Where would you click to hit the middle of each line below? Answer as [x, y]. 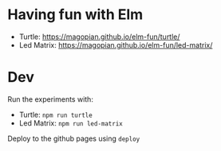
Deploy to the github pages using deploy [74, 138]
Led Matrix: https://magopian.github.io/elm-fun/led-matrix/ [116, 45]
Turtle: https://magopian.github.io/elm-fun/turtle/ [99, 37]
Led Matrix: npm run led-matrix [71, 123]
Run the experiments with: [50, 99]
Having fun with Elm [75, 15]
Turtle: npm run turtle [55, 114]
